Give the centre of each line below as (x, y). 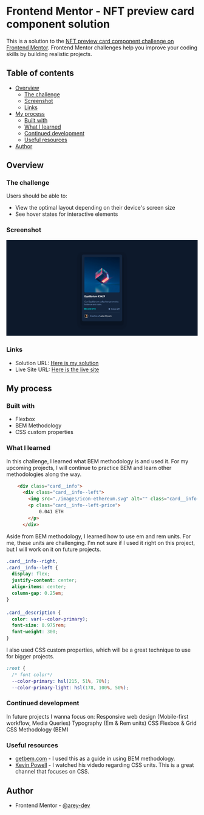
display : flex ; (31, 574)
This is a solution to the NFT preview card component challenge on (90, 41)
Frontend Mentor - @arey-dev (53, 805)
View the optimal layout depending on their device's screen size (95, 208)
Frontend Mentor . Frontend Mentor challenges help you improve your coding (102, 48)
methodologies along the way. (44, 474)
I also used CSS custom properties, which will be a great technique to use (99, 650)
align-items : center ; (39, 587)
